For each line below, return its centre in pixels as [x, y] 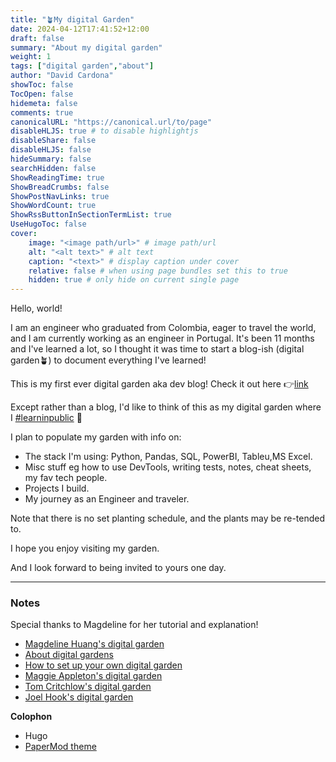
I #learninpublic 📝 [46, 418]
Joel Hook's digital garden [79, 697]
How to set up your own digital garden [103, 665]
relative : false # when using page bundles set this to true [158, 271]
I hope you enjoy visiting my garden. [85, 548]
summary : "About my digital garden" [86, 47]
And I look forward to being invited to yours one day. [118, 568]
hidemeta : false [44, 103]
